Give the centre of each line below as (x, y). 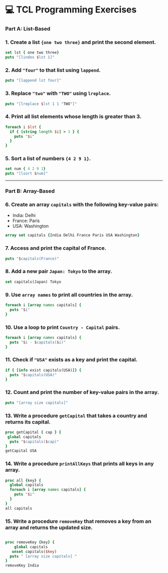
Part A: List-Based (28, 29)
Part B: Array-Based (30, 191)
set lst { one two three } (32, 53)
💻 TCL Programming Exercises (71, 10)
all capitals (19, 508)
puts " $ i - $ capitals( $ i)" (38, 342)
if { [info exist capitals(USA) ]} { (43, 370)
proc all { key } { (23, 480)
